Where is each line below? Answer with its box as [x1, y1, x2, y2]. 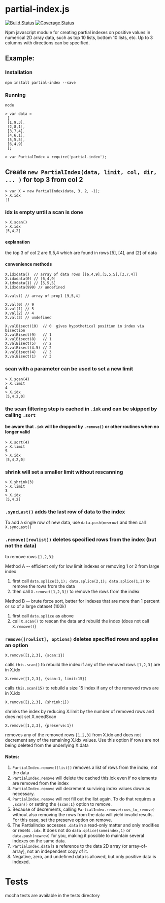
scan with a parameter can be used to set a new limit [5, 365, 133, 372]
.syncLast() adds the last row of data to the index [5, 508, 125, 515]
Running [5, 91, 26, 98]
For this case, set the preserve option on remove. [12, 817, 112, 823]
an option [5, 642, 29, 649]
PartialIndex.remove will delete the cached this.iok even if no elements [12, 775, 157, 781]
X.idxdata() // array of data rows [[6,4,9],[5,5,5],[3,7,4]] [5, 272, 138, 277]
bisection [5, 328, 26, 333]
